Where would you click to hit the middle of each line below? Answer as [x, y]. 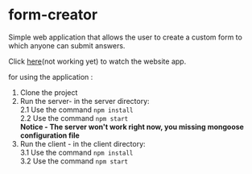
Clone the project [49, 92]
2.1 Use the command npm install [76, 110]
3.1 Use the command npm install [76, 152]
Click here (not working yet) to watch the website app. [97, 61]
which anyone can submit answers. [67, 45]
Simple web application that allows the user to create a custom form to [126, 37]
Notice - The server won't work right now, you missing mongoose [132, 126]
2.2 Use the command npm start [74, 118]
